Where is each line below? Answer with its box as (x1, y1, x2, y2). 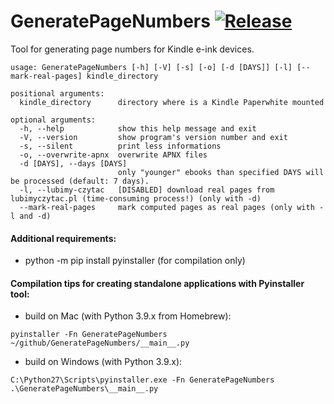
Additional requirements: (10, 232, 117, 244)
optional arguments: (10, 115, 97, 125)
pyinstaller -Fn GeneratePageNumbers (10, 330, 168, 340)
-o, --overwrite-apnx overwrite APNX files (19, 150, 208, 160)
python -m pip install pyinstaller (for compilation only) (24, 255, 246, 267)
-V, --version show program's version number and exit (19, 132, 288, 142)
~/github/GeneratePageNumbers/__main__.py (10, 338, 190, 349)
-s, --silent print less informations (19, 141, 222, 151)
